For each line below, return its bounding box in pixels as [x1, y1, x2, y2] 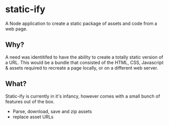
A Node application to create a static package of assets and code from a [5, 20, 157, 26]
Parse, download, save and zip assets [12, 108, 92, 114]
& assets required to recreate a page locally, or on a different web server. [5, 65, 158, 71]
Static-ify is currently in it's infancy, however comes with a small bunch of [5, 93, 160, 99]
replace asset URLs [12, 113, 53, 120]
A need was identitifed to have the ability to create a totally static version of [5, 54, 163, 60]
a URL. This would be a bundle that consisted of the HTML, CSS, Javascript [5, 59, 164, 66]
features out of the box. [5, 98, 55, 105]
